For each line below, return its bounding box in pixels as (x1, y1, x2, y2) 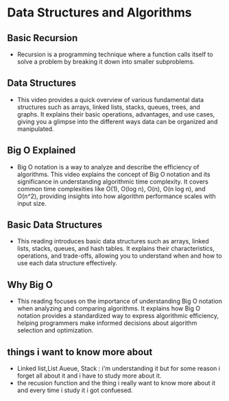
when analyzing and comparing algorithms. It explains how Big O (16, 304, 201, 313)
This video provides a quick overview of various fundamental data (16, 95, 204, 104)
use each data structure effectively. (16, 259, 118, 267)
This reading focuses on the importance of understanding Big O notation (16, 297, 223, 306)
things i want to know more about (7, 346, 153, 358)
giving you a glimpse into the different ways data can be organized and (16, 117, 218, 125)
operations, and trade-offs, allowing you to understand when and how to (16, 252, 222, 260)
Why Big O (7, 279, 53, 291)
